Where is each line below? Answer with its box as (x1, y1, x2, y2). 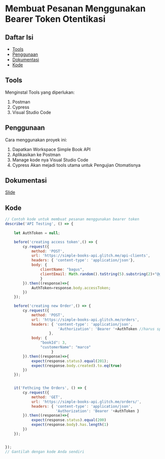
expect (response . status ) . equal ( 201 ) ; (31, 358, 109, 363)
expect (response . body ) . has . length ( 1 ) (31, 422, 109, 427)
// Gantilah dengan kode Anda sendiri (5, 449, 84, 454)
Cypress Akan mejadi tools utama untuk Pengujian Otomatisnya (12, 162, 141, 168)
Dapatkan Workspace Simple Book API (12, 146, 91, 152)
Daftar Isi (5, 33, 33, 41)
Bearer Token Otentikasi (5, 13, 106, 25)
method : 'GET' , (31, 394, 63, 400)
